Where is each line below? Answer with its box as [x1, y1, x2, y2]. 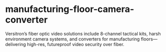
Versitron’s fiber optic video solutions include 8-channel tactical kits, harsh [5, 30, 161, 36]
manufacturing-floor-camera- [5, 3, 135, 15]
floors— [141, 36, 158, 42]
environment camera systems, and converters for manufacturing [5, 36, 140, 42]
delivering [5, 41, 26, 47]
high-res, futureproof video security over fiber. [27, 41, 124, 47]
